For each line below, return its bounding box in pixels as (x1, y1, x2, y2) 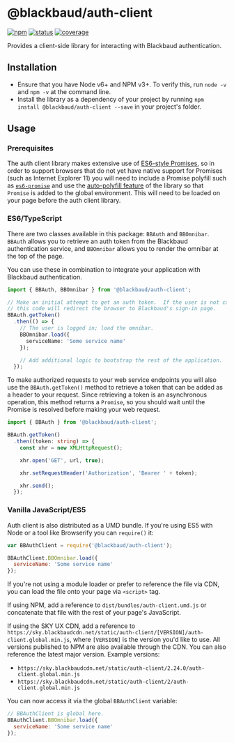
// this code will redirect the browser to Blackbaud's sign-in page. (7, 305, 217, 312)
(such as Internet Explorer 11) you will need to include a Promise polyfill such (7, 174, 227, 183)
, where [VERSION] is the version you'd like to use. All (69, 636, 221, 644)
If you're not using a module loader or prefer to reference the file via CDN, (7, 580, 220, 588)
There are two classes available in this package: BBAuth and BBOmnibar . (7, 229, 210, 238)
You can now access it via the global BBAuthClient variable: (7, 697, 178, 705)
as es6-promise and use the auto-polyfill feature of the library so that (7, 181, 204, 190)
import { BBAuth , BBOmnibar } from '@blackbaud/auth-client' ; (7, 286, 192, 293)
